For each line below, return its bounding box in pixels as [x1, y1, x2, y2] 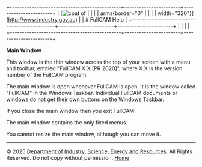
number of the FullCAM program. [6, 71, 88, 78]
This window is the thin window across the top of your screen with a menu [6, 58, 191, 65]
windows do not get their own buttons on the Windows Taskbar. [6, 96, 164, 103]
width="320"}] [157, 10, 194, 17]
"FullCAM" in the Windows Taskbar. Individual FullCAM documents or [6, 90, 178, 96]
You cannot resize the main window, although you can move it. [6, 130, 161, 138]
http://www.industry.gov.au [8, 16, 76, 23]
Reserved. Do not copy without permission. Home [6, 154, 130, 161]
